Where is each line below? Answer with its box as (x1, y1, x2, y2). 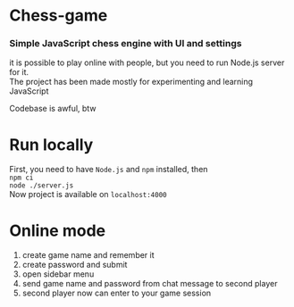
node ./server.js (9, 181, 74, 190)
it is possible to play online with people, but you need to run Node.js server (9, 57, 285, 68)
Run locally (9, 135, 94, 154)
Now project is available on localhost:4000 (9, 189, 167, 200)
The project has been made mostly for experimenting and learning (9, 77, 253, 87)
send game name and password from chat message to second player (21, 278, 278, 289)
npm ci (9, 173, 34, 183)
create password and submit (21, 260, 128, 270)
